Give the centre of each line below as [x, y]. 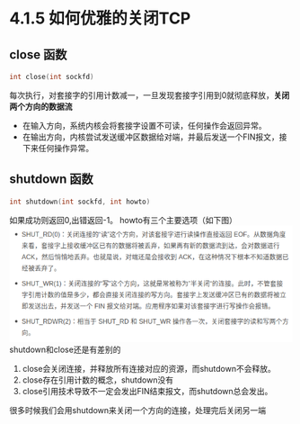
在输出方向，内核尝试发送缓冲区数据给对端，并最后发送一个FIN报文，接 [154, 137]
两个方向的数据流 [41, 106]
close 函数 [38, 54]
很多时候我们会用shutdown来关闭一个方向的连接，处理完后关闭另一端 [138, 410]
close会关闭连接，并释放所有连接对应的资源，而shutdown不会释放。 [149, 369]
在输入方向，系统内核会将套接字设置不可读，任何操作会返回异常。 [144, 125]
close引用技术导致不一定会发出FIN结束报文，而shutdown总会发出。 [147, 392]
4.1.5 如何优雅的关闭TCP [100, 18]
